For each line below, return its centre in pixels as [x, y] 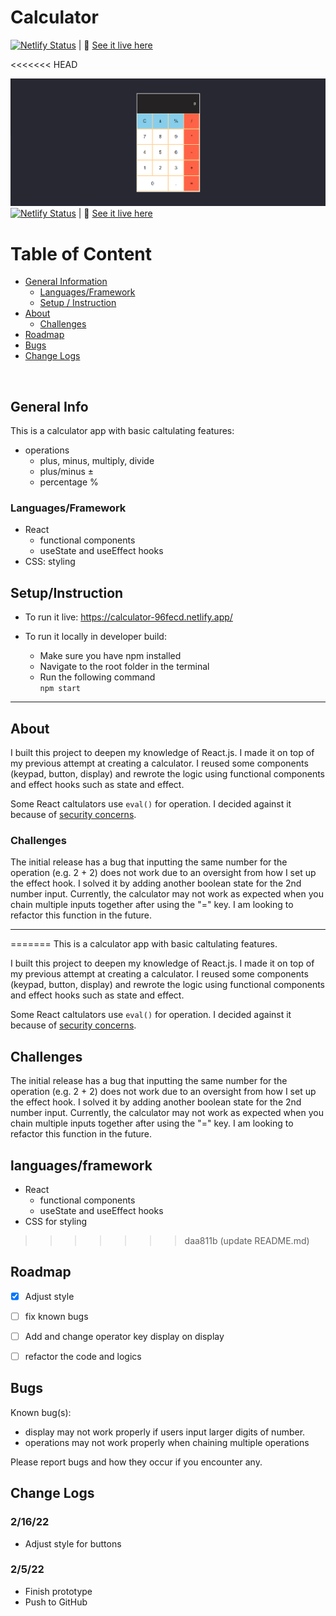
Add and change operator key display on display [124, 1336]
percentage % [69, 482]
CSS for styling [56, 1221]
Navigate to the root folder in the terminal [124, 667]
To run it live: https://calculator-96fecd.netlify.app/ [128, 617]
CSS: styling [50, 562]
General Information [66, 282]
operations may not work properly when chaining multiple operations [167, 1442]
